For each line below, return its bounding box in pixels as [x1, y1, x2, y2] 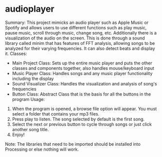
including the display [12, 76, 54, 81]
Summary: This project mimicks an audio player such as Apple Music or [5, 20, 149, 25]
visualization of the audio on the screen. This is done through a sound [5, 35, 145, 41]
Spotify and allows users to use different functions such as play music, [5, 24, 147, 30]
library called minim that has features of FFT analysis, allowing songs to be [5, 40, 155, 46]
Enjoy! [12, 132, 25, 137]
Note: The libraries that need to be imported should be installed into [5, 141, 141, 147]
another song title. [12, 126, 49, 132]
